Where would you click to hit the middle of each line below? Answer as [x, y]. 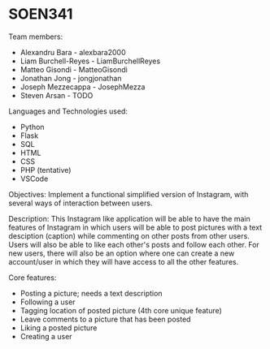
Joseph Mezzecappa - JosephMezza [83, 87]
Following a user [48, 302]
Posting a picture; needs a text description [91, 293]
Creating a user [46, 336]
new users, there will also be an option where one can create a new [122, 253]
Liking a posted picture [59, 327]
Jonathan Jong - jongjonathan [71, 78]
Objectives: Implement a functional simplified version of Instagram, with [128, 194]
